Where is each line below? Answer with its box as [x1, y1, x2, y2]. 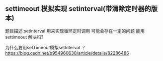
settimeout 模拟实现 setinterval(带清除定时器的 [5, 4, 152, 13]
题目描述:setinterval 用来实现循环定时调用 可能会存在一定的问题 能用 [5, 28, 145, 33]
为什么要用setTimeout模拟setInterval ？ [5, 44, 86, 50]
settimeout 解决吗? [5, 34, 44, 40]
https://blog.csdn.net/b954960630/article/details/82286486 [5, 50, 129, 56]
